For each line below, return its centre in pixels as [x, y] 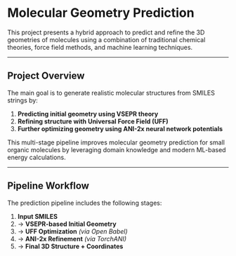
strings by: [23, 100]
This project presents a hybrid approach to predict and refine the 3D [106, 32]
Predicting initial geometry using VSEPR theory [88, 114]
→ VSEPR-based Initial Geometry [67, 224]
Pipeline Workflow [48, 186]
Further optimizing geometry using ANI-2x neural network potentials [120, 128]
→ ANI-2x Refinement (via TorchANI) [72, 238]
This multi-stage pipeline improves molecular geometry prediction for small [116, 142]
